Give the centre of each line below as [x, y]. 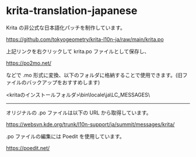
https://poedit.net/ [28, 148]
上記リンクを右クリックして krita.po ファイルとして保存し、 [78, 51]
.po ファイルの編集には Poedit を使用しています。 [65, 136]
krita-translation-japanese [72, 11]
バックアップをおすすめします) [63, 82]
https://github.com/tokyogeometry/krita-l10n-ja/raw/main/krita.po [85, 39]
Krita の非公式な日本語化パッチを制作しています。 [66, 27]
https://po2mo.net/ [29, 63]
